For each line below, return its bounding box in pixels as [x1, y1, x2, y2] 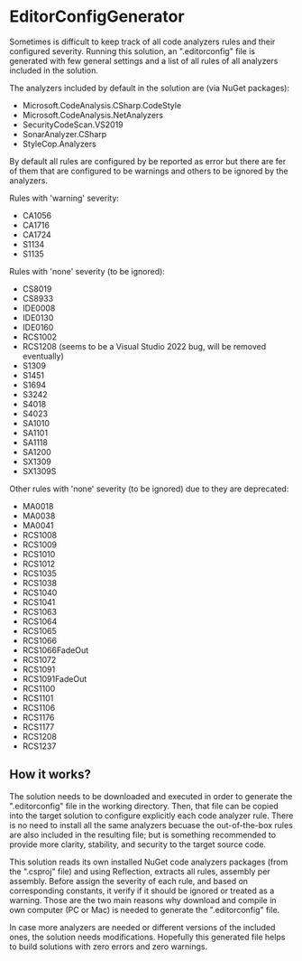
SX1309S [22, 465, 57, 476]
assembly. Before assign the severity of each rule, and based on [9, 875, 249, 886]
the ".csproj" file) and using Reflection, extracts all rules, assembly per [9, 865, 270, 877]
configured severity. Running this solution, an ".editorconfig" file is [9, 45, 255, 56]
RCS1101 [22, 693, 54, 704]
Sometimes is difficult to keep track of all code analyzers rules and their [9, 36, 276, 47]
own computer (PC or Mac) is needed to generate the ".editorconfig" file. [9, 904, 280, 915]
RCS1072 [22, 654, 57, 665]
